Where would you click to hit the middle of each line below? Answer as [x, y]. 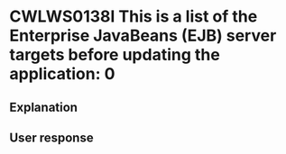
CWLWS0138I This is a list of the [134, 17]
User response [51, 137]
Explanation [44, 107]
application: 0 [62, 74]
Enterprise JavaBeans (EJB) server [143, 36]
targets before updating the [115, 55]
